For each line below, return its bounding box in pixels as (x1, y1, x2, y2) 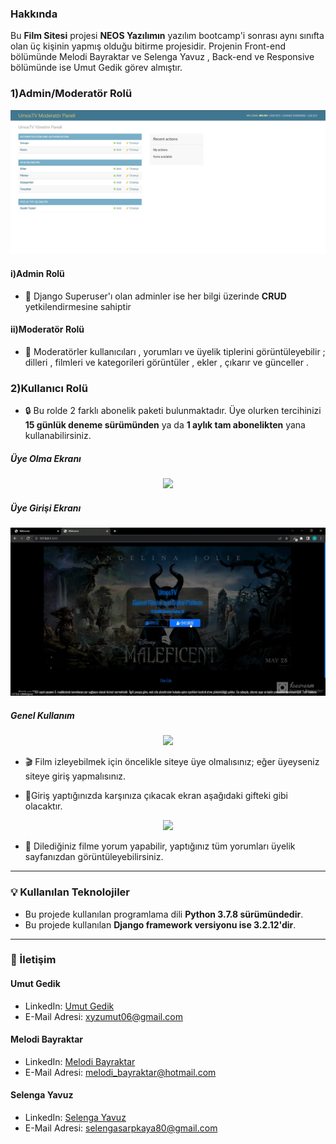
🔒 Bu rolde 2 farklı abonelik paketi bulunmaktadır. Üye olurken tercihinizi (24, 405, 322, 417)
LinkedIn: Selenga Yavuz (24, 1112, 127, 1124)
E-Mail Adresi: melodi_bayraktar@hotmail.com (24, 1066, 217, 1078)
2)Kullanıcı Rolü (10, 381, 88, 395)
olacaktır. (24, 800, 63, 812)
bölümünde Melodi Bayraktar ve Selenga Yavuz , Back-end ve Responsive (10, 51, 315, 63)
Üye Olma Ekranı (10, 452, 82, 464)
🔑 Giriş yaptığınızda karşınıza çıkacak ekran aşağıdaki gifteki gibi (24, 790, 288, 802)
